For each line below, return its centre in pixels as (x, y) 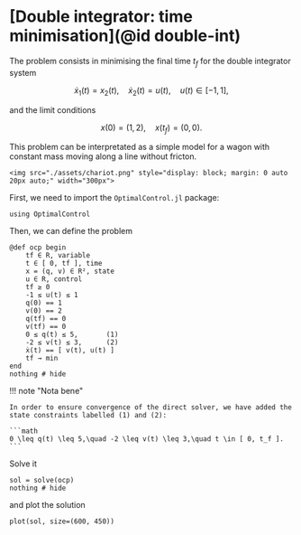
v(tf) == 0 (46, 327)
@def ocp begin (38, 248)
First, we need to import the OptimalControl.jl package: (114, 198)
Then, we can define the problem (71, 231)
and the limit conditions (53, 109)
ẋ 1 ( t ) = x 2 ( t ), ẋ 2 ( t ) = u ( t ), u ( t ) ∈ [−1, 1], (151, 91)
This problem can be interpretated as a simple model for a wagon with (140, 147)
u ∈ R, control (54, 279)
